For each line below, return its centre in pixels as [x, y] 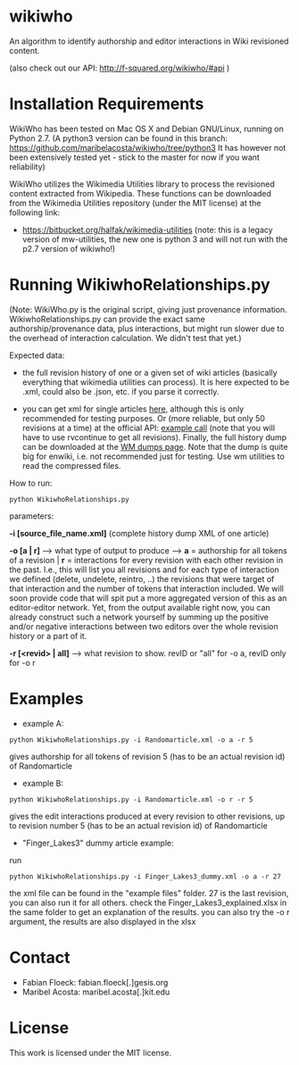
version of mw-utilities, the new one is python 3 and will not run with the [155, 239]
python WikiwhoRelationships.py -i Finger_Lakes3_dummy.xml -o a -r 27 [145, 877]
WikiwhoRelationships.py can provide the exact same [107, 319]
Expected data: [37, 355]
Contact [40, 957]
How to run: [31, 483]
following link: [35, 212]
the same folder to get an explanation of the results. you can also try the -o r [149, 911]
